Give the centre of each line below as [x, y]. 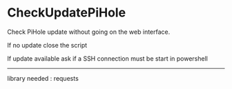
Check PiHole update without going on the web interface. [89, 32]
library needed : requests [43, 78]
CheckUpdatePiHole [67, 13]
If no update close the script [47, 45]
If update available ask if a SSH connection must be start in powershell [108, 58]
